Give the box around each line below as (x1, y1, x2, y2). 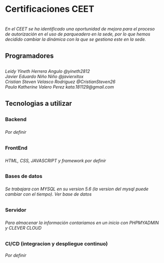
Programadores (5, 52, 54, 60)
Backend (5, 116, 27, 123)
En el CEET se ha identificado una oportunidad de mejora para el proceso (5, 26, 155, 32)
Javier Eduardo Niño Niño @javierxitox (5, 74, 84, 80)
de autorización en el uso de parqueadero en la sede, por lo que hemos (5, 31, 151, 37)
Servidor (5, 206, 27, 213)
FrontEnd (5, 144, 28, 151)
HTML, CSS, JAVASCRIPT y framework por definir (5, 157, 107, 163)
